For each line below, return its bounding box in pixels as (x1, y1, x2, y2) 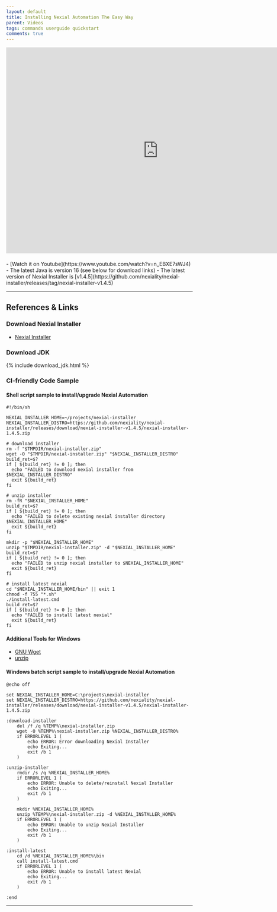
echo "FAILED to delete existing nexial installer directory (11, 514, 166, 520)
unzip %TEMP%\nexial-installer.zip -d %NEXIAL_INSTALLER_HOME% (17, 811, 176, 817)
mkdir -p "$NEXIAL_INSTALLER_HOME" (6, 540, 94, 546)
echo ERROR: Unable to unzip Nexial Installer (27, 822, 144, 828)
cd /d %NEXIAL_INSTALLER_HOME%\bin (17, 853, 105, 859)
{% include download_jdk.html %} (6, 362, 90, 369)
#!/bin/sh (6, 404, 31, 410)
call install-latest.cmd (17, 858, 78, 864)
